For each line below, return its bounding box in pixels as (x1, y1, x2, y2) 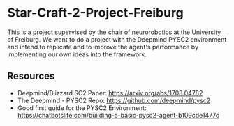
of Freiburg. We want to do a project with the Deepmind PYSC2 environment (7, 35, 227, 43)
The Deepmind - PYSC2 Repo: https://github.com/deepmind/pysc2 (17, 96, 211, 104)
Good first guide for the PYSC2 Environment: (17, 103, 147, 112)
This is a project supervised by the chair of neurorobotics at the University (7, 28, 221, 36)
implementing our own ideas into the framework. (7, 50, 147, 58)
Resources (7, 70, 55, 82)
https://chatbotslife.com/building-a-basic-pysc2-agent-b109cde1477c (17, 111, 220, 119)
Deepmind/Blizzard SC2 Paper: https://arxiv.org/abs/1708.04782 (17, 88, 203, 97)
